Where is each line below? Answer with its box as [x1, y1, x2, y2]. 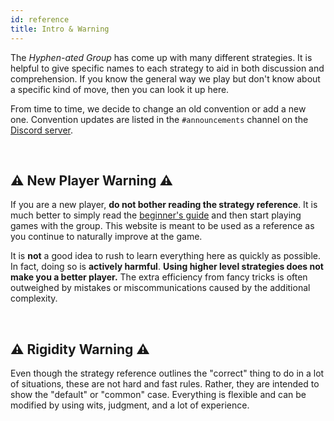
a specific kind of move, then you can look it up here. [10, 83, 230, 95]
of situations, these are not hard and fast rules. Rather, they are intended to [10, 378, 320, 390]
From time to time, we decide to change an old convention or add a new [10, 102, 307, 115]
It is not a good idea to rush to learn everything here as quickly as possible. [10, 250, 321, 262]
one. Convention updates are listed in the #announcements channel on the [10, 113, 309, 125]
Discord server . [10, 124, 74, 136]
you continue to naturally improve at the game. [10, 231, 203, 243]
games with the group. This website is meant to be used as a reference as [10, 220, 315, 232]
